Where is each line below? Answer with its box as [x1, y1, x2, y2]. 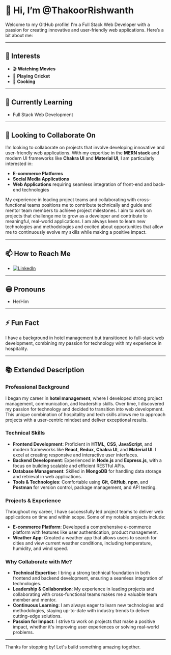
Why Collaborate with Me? [5, 558, 72, 565]
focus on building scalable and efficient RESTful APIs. [12, 462, 126, 469]
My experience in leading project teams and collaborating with [5, 197, 136, 203]
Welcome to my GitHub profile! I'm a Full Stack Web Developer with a [5, 21, 150, 28]
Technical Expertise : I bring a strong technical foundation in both [12, 570, 150, 576]
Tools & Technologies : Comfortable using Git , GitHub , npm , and [12, 479, 149, 485]
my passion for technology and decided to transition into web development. [5, 406, 164, 412]
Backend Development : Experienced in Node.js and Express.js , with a [12, 457, 162, 463]
